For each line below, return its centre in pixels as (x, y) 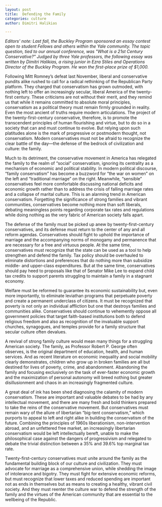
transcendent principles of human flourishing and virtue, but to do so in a (78, 123)
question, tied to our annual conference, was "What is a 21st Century (74, 52)
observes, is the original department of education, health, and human (74, 352)
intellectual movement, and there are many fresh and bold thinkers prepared (81, 402)
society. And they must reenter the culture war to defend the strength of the (81, 490)
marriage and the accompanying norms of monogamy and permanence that (81, 240)
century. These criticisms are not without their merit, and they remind (83, 97)
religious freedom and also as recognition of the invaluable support (72, 322)
